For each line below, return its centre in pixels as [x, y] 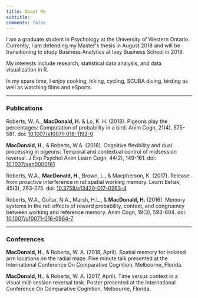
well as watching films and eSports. [49, 88]
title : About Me [26, 12]
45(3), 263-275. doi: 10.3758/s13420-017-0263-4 [66, 188]
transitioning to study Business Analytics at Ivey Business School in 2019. [95, 52]
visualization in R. [27, 70]
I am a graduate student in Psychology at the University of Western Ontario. [98, 40]
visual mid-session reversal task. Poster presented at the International [91, 282]
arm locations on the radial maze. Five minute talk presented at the [87, 258]
